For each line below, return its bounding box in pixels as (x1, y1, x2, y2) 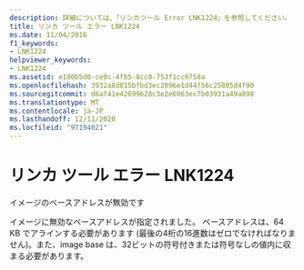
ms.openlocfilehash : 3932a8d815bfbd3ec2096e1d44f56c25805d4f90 (9, 81, 255, 90)
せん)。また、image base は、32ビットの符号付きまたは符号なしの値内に (9, 238, 284, 250)
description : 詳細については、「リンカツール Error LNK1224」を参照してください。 (9, 13, 292, 23)
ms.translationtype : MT (9, 97, 100, 107)
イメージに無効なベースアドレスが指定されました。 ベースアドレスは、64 (9, 215, 284, 227)
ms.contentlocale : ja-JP (9, 106, 104, 115)
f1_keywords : (9, 38, 59, 48)
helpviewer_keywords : (9, 55, 92, 65)
